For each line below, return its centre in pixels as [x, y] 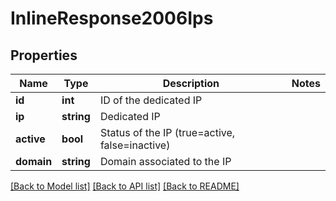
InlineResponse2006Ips [112, 18]
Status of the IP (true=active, [167, 132]
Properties [44, 55]
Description [191, 83]
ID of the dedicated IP [151, 100]
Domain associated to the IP [165, 161]
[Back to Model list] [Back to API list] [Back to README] [125, 186]
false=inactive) [135, 145]
